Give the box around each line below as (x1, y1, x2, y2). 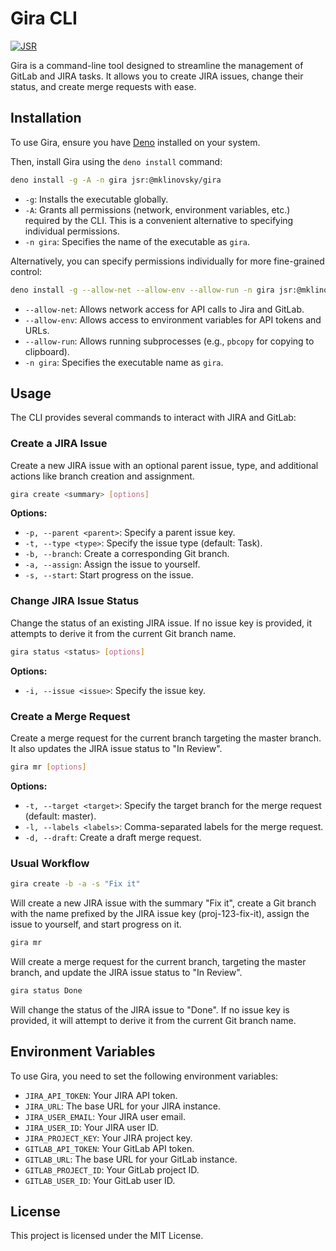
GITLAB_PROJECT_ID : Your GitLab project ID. (24, 1163, 200, 1176)
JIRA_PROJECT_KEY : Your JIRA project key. (24, 1132, 193, 1144)
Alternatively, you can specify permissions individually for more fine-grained (10, 255, 325, 267)
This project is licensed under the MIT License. (10, 1230, 204, 1242)
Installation (10, 110, 82, 127)
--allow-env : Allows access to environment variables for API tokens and (24, 313, 322, 326)
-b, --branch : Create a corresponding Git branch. (24, 548, 230, 560)
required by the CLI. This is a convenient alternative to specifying (24, 214, 294, 226)
